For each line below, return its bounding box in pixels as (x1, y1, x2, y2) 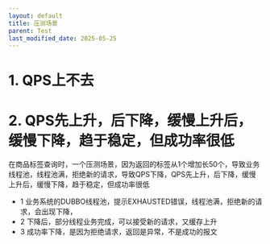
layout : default (8, 11, 63, 20)
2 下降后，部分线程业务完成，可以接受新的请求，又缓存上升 (19, 217, 218, 226)
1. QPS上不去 (8, 72, 94, 89)
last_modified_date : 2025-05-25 (8, 34, 117, 43)
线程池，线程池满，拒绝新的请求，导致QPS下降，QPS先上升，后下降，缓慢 (8, 170, 256, 180)
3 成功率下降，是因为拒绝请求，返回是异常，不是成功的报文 (19, 227, 218, 237)
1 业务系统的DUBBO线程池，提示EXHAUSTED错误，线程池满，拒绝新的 (19, 196, 255, 206)
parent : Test (8, 27, 52, 35)
